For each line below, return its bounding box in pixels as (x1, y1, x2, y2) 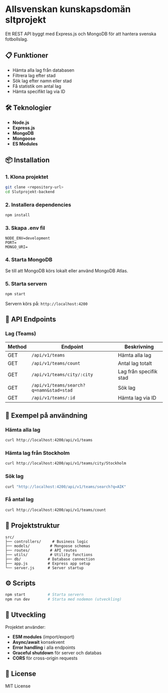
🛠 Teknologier (5, 104, 51, 112)
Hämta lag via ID (117, 394, 156, 401)
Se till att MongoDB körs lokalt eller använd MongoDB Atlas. (5, 267, 128, 274)
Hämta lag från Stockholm (5, 450, 70, 457)
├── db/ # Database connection (5, 557, 95, 562)
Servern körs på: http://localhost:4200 (5, 300, 88, 306)
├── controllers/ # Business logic (5, 539, 88, 544)
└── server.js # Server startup (5, 565, 84, 570)
